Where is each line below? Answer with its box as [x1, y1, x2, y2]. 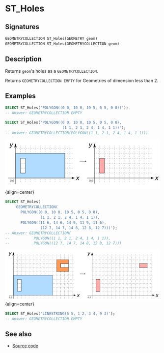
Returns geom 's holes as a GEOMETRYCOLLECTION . [5, 68, 98, 74]
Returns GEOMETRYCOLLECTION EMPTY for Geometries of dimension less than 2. [5, 77, 159, 84]
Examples [5, 91, 36, 100]
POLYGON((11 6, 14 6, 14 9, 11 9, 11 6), [20, 220, 107, 225]
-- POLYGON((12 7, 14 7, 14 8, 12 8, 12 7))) [5, 241, 122, 246]
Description [5, 55, 42, 63]
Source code [12, 343, 38, 349]
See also [5, 330, 32, 338]
